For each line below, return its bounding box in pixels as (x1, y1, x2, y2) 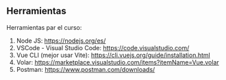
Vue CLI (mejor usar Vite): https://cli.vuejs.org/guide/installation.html (16, 51, 210, 59)
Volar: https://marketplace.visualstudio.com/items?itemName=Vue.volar (16, 58, 220, 66)
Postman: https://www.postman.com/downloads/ (16, 65, 155, 73)
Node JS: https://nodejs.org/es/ (16, 37, 106, 45)
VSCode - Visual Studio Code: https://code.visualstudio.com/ (16, 43, 190, 52)
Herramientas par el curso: (6, 23, 82, 31)
